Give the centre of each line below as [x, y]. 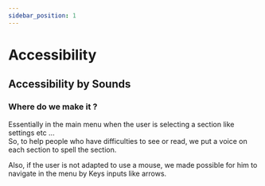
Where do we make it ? [53, 107]
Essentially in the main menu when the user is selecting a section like [121, 124]
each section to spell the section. [62, 149]
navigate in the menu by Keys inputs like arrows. [88, 173]
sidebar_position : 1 [43, 15]
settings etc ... [31, 133]
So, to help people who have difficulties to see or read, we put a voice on [128, 141]
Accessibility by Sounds [70, 84]
